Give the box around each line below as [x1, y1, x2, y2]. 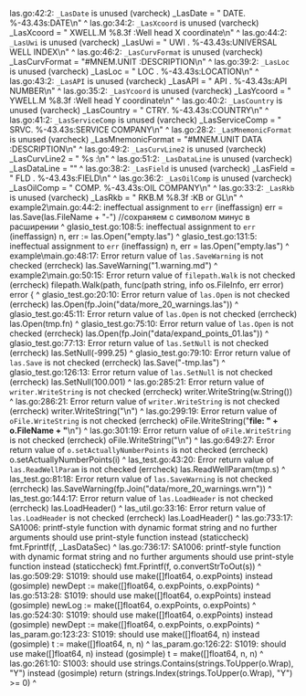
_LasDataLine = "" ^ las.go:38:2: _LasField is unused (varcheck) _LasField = [9, 163, 296, 174]
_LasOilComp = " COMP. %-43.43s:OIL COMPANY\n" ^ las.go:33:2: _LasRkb [9, 183, 295, 193]
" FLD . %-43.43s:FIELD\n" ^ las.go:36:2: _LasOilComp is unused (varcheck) [9, 173, 292, 184]
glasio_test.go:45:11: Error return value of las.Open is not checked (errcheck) [9, 309, 298, 319]
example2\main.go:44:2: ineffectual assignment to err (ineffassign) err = [9, 202, 284, 213]
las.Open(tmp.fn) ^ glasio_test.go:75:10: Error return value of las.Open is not [9, 319, 294, 329]
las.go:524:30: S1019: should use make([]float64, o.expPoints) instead [9, 609, 273, 620]
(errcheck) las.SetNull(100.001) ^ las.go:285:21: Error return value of [9, 376, 265, 387]
